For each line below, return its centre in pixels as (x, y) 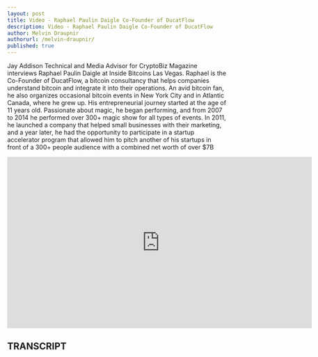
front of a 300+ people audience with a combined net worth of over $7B (111, 147)
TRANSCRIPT (37, 346)
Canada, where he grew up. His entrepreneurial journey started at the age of (117, 103)
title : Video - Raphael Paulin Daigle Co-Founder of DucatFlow (101, 20)
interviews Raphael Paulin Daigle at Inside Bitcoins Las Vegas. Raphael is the (117, 73)
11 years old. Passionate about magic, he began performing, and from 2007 (115, 110)
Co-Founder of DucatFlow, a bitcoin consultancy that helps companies (109, 80)
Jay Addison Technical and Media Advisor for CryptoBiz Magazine (102, 66)
